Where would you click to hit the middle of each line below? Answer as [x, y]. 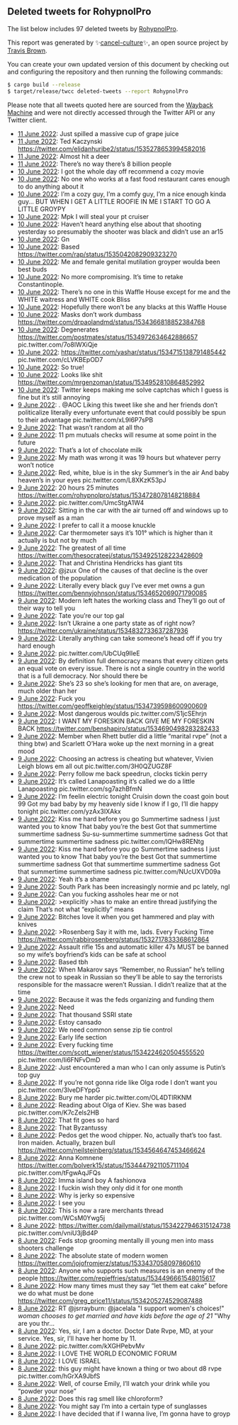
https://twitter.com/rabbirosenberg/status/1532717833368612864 [113, 939]
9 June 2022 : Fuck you [51, 698]
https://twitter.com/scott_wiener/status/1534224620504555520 [111, 1052]
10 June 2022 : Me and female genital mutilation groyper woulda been [119, 261]
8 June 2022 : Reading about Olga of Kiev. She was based [102, 1105]
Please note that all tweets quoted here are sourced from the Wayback [110, 105]
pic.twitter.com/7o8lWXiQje [57, 344]
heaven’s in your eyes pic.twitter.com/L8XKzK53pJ [92, 480]
